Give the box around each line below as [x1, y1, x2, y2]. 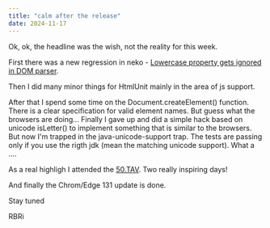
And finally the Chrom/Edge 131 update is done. [8, 179, 167, 190]
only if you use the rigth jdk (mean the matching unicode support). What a [8, 140, 255, 150]
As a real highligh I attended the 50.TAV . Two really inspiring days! [8, 164, 228, 174]
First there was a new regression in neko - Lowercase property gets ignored [8, 57, 262, 67]
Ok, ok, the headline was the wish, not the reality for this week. [8, 41, 218, 51]
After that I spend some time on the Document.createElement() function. [8, 97, 249, 107]
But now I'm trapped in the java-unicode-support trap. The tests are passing [8, 131, 263, 141]
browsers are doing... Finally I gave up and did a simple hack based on [8, 114, 243, 124]
